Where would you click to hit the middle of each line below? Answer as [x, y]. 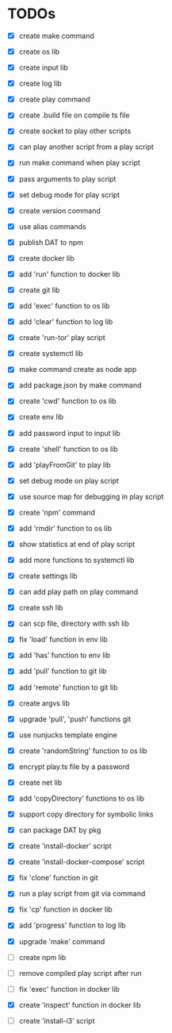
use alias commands [52, 226]
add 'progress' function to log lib [72, 925]
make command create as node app [78, 369]
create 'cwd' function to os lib [67, 401]
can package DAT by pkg [60, 830]
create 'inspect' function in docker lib [80, 1004]
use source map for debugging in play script [91, 496]
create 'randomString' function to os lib [83, 751]
